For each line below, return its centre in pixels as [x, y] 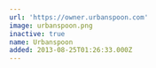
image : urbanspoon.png [51, 26]
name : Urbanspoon [41, 42]
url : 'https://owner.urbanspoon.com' [79, 17]
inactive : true [37, 34]
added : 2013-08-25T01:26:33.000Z [71, 50]
